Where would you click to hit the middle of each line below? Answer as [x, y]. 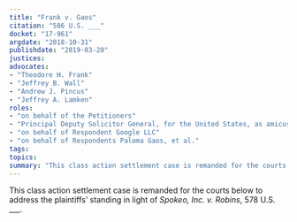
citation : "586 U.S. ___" [57, 26]
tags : [19, 149]
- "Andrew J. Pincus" [49, 91]
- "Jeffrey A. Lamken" [51, 100]
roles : [21, 108]
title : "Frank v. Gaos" [53, 17]
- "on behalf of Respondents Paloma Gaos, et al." [104, 141]
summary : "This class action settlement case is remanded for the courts [148, 165]
